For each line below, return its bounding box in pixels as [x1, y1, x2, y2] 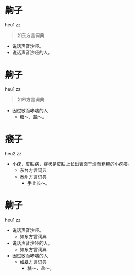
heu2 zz [5, 150, 22, 156]
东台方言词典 [19, 167, 47, 173]
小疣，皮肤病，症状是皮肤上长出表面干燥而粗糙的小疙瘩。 [12, 161, 132, 167]
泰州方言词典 [19, 174, 47, 180]
